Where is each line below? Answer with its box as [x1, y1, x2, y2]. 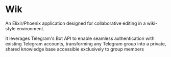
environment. [16, 25, 45, 31]
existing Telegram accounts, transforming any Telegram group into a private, [5, 40, 166, 46]
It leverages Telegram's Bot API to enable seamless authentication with [5, 35, 155, 41]
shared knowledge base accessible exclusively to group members [5, 46, 144, 52]
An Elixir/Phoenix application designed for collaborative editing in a [5, 20, 146, 26]
